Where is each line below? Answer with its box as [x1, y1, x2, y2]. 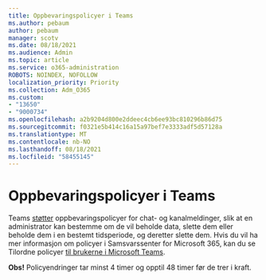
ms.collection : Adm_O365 [8, 85, 91, 94]
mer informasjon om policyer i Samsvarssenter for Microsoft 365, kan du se [8, 239, 256, 248]
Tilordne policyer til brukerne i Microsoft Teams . [8, 247, 166, 257]
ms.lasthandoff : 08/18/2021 [8, 145, 102, 153]
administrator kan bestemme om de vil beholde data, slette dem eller [8, 222, 233, 231]
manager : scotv [8, 34, 59, 42]
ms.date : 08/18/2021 [8, 41, 77, 49]
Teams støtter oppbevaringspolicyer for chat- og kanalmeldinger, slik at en [8, 213, 253, 223]
